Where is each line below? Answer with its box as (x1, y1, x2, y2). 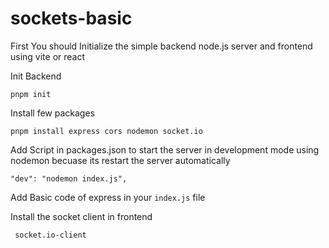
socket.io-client (14, 230, 87, 240)
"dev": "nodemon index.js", (10, 173, 128, 184)
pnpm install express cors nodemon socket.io (10, 126, 203, 136)
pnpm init (10, 89, 52, 99)
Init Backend (10, 70, 62, 82)
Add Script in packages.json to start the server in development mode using (10, 143, 320, 156)
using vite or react (10, 50, 86, 62)
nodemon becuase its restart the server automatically (10, 154, 231, 166)
